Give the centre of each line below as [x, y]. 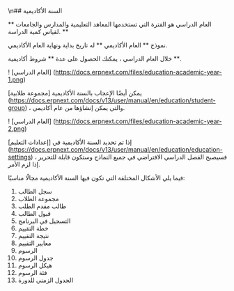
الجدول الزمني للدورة [46, 280]
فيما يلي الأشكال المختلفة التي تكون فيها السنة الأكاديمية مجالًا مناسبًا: [96, 178]
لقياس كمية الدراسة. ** [38, 32]
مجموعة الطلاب [38, 199]
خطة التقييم [33, 228]
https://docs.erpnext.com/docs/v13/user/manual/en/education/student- [113, 100]
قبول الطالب [34, 213]
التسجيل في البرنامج [44, 221]
